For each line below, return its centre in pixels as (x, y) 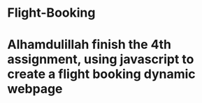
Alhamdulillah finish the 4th (89, 45)
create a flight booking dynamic (101, 74)
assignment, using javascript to (101, 60)
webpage (35, 89)
